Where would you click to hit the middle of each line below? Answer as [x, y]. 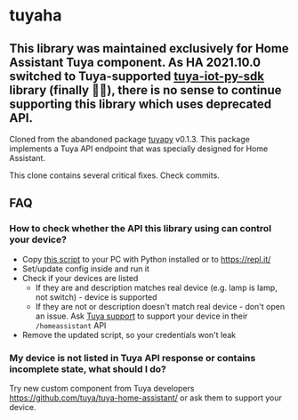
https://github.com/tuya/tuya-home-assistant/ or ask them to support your [146, 398]
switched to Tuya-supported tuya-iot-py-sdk [137, 76]
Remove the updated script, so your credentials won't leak [129, 335]
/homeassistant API [71, 325]
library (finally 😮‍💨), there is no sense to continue [145, 90]
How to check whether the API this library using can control [141, 229]
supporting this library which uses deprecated [141, 104]
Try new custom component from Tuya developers [102, 388]
